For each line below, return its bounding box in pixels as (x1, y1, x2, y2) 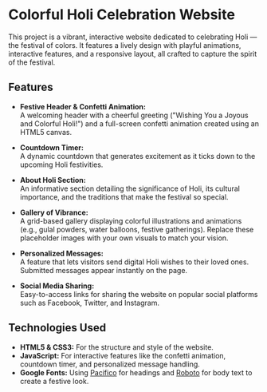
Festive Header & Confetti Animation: (19, 101, 146, 111)
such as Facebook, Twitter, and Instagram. (19, 298, 159, 307)
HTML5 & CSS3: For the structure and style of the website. (19, 342, 214, 352)
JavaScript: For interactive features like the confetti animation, (19, 350, 226, 360)
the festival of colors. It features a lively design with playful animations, (8, 40, 241, 49)
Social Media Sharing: (19, 281, 95, 291)
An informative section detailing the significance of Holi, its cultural (19, 184, 241, 193)
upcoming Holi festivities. (19, 160, 104, 169)
